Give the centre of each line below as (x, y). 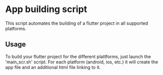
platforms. (16, 28)
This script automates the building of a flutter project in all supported (77, 23)
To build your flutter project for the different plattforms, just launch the (78, 56)
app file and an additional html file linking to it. (53, 67)
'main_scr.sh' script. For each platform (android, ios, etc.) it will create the (82, 62)
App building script (46, 9)
